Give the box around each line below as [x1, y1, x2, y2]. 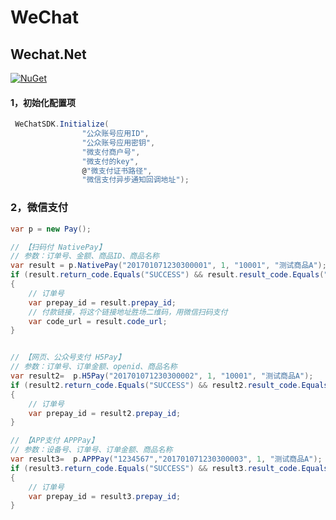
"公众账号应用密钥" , [81, 137, 156, 148]
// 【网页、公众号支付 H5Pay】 [10, 352, 126, 363]
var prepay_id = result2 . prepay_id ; [28, 408, 182, 418]
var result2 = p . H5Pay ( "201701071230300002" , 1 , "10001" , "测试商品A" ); [10, 371, 314, 381]
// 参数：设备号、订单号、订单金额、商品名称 [10, 445, 173, 455]
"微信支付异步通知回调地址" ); [81, 175, 190, 185]
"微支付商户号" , [81, 147, 141, 157]
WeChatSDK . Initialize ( [14, 119, 110, 130]
